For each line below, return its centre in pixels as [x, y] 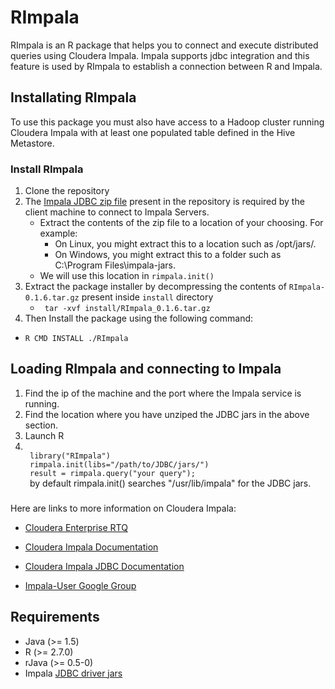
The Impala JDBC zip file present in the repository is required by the [164, 202]
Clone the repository [67, 191]
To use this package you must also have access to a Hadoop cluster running [167, 122]
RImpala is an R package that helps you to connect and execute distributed [164, 45]
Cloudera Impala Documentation [91, 547]
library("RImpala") [70, 456]
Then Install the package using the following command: [139, 318]
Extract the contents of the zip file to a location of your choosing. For [181, 223]
